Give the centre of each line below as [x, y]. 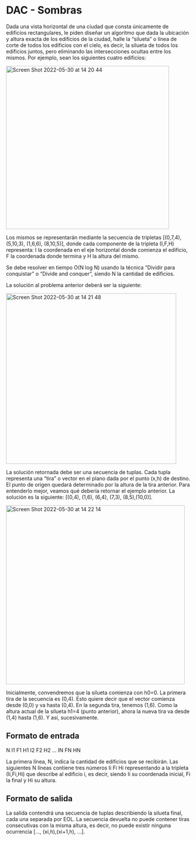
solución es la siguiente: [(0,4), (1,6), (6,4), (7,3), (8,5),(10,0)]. [80, 497]
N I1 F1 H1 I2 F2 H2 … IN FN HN [43, 750]
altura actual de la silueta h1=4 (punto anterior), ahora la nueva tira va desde [98, 711]
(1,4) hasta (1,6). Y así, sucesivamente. [52, 717]
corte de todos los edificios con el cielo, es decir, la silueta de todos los [92, 45]
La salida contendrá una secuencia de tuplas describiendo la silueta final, [94, 813]
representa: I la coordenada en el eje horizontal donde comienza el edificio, [97, 249]
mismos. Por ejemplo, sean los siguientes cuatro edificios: [76, 58]
